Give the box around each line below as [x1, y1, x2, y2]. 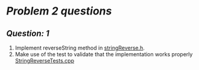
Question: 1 [6, 28, 49, 39]
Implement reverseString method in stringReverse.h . [14, 44, 145, 51]
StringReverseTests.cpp [14, 57, 74, 64]
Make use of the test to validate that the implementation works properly [14, 51, 193, 58]
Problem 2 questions [6, 4, 112, 18]
